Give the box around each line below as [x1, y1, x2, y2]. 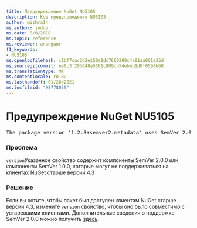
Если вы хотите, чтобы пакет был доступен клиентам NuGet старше [6, 197, 176, 204]
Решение [6, 184, 34, 192]
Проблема [6, 143, 38, 151]
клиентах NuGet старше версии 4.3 [6, 169, 95, 176]
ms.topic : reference [6, 36, 57, 42]
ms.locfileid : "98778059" [6, 85, 69, 91]
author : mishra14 [6, 19, 49, 25]
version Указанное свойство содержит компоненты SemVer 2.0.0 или [6, 157, 179, 164]
